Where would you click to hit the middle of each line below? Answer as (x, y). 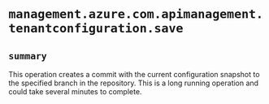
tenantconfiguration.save (96, 29)
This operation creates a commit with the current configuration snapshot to (134, 74)
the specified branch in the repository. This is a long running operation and (133, 83)
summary (28, 56)
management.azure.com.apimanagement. (136, 14)
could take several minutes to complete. (75, 91)
